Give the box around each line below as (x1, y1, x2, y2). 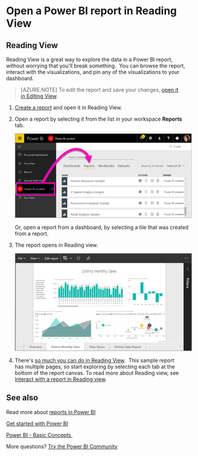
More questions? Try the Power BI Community (6, 442, 118, 450)
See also (6, 393, 38, 403)
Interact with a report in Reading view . (14, 376, 107, 383)
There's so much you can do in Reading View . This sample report (14, 357, 175, 364)
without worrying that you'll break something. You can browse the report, (6, 62, 186, 69)
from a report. (14, 229, 49, 237)
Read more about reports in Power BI (6, 408, 96, 415)
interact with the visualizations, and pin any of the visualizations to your (6, 69, 180, 75)
